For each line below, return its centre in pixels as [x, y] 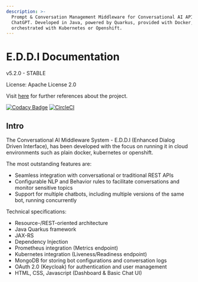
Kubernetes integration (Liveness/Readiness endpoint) [81, 254]
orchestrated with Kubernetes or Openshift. [67, 28]
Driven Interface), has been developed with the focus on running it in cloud [97, 146]
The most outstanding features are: [49, 164]
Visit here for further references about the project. [67, 96]
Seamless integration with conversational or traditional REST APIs [94, 175]
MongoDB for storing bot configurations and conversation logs [90, 260]
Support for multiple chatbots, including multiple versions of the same [99, 194]
